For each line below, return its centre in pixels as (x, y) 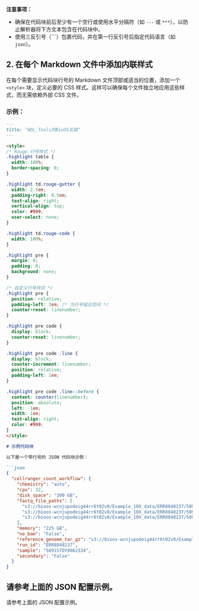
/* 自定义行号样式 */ (30, 288)
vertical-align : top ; (38, 206)
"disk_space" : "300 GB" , (47, 495)
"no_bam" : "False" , (41, 534)
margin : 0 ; (25, 261)
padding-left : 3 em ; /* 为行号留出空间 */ (60, 305)
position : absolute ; (37, 402)
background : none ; (34, 272)
